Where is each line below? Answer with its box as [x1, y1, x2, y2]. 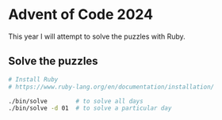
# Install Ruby [8, 75, 59, 84]
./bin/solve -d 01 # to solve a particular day [8, 104, 172, 112]
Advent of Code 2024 [8, 6, 153, 24]
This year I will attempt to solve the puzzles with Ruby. [8, 32, 186, 41]
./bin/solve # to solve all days [8, 97, 144, 105]
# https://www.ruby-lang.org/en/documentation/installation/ [8, 83, 215, 91]
